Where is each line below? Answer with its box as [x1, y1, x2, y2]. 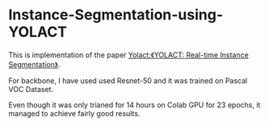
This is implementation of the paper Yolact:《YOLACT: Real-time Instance [8, 50, 249, 60]
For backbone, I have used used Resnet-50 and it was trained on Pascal [8, 75, 248, 86]
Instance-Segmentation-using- [8, 6, 224, 24]
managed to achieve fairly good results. [8, 108, 141, 118]
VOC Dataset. [8, 84, 54, 94]
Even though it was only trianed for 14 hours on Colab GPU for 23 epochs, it [8, 99, 261, 110]
